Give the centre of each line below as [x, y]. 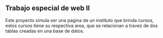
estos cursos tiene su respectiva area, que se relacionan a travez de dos [81, 25]
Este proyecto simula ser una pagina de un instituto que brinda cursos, [80, 20]
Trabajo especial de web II [48, 8]
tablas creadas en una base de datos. [45, 31]
